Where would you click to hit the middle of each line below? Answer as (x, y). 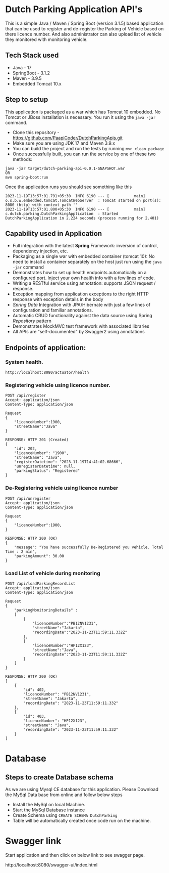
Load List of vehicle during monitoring (53, 573)
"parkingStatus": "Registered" (47, 471)
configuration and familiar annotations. (53, 310)
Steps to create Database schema (59, 777)
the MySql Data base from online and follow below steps (64, 795)
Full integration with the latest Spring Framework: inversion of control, (85, 246)
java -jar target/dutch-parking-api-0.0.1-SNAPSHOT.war (65, 168)
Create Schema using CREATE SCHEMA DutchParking (65, 815)
